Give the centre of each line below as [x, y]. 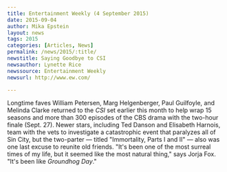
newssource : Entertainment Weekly [57, 71]
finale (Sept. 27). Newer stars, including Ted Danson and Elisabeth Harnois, [114, 125]
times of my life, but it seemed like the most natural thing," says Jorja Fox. [112, 154]
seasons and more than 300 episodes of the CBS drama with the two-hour [113, 118]
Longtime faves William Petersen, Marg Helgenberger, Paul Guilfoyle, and [111, 103]
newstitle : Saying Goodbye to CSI [57, 58]
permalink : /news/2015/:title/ [52, 52]
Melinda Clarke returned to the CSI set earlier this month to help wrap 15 [109, 110]
